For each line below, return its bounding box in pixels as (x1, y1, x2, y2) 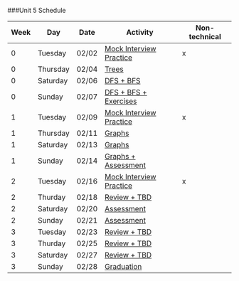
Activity (126, 28, 154, 37)
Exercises (104, 96, 137, 106)
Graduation (104, 262, 142, 271)
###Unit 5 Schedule (7, 6, 66, 14)
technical (188, 32, 222, 41)
